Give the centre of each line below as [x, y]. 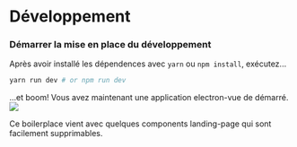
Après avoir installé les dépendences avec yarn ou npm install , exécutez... [148, 64]
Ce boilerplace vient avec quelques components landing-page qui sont [140, 124]
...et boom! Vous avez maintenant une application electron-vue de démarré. [149, 98]
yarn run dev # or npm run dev [68, 81]
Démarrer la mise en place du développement [110, 45]
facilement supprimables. [56, 134]
